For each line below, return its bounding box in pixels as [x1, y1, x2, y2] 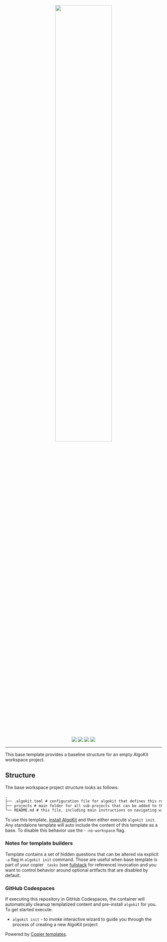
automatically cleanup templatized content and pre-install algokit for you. [5, 901, 157, 907]
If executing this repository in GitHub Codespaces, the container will [5, 896, 145, 902]
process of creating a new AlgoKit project [12, 921, 98, 927]
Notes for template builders [5, 840, 73, 847]
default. [5, 872, 21, 878]
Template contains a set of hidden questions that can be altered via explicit [5, 851, 159, 857]
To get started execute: [5, 906, 53, 912]
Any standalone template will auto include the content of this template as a [5, 822, 158, 828]
